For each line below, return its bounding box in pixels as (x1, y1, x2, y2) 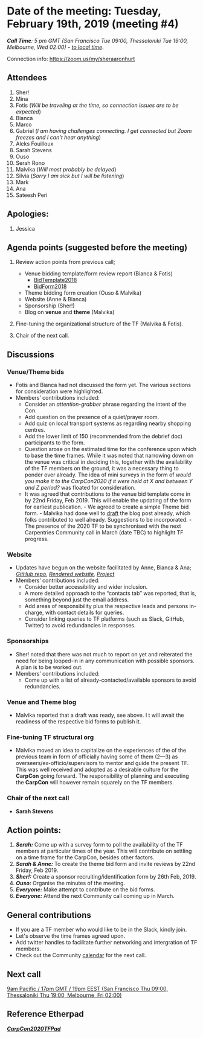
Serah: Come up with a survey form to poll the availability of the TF (15, 841, 183, 848)
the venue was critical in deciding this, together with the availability (24, 458, 192, 466)
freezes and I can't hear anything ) (15, 133, 101, 141)
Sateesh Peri (15, 191, 48, 199)
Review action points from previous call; (15, 258, 115, 266)
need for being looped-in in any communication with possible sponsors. (15, 657, 195, 664)
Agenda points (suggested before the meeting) (7, 242, 188, 252)
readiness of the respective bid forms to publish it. (15, 717, 141, 725)
